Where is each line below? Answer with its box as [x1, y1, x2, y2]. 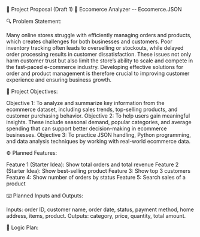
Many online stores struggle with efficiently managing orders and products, [6, 32, 192, 38]
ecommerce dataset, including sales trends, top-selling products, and [6, 106, 178, 113]
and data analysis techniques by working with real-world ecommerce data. [6, 138, 190, 145]
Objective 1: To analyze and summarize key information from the [6, 100, 165, 106]
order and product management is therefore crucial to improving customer [6, 70, 190, 77]
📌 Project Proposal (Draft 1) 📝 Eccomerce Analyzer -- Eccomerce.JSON [6, 6, 182, 13]
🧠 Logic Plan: [6, 224, 39, 231]
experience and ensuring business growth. [6, 76, 112, 83]
